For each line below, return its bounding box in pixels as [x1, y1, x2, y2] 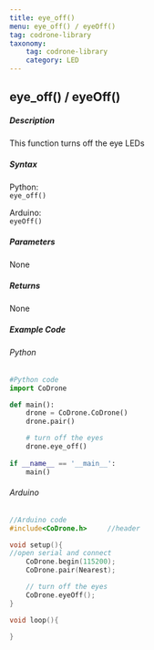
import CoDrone [9, 384, 67, 393]
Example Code [9, 324, 67, 335]
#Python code [9, 375, 59, 384]
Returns [9, 280, 41, 291]
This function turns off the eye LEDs [9, 138, 145, 149]
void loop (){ [9, 615, 59, 624]
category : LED [26, 56, 79, 65]
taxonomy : [9, 38, 47, 48]
